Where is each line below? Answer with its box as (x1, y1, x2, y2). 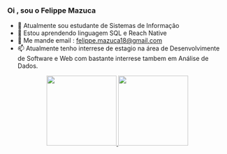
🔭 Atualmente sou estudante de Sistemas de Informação (17, 22, 180, 30)
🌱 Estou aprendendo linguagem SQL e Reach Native (17, 29, 168, 37)
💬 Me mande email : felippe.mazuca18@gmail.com (17, 36, 163, 45)
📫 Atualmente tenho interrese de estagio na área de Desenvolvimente (17, 44, 220, 52)
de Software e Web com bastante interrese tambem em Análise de (17, 55, 209, 63)
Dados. (17, 62, 38, 70)
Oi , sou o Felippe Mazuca (7, 6, 96, 15)
